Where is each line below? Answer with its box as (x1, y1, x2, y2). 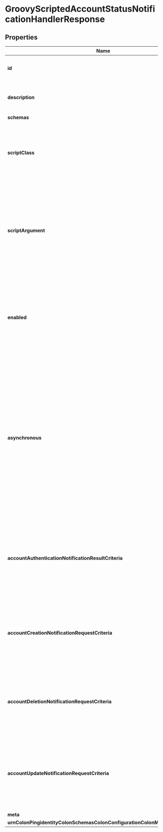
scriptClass (7, 149, 35, 156)
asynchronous (7, 434, 42, 441)
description (7, 94, 35, 101)
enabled (7, 314, 27, 320)
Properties (5, 33, 38, 41)
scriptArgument (7, 227, 45, 234)
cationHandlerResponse (5, 14, 105, 25)
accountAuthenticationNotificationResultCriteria (7, 555, 123, 561)
